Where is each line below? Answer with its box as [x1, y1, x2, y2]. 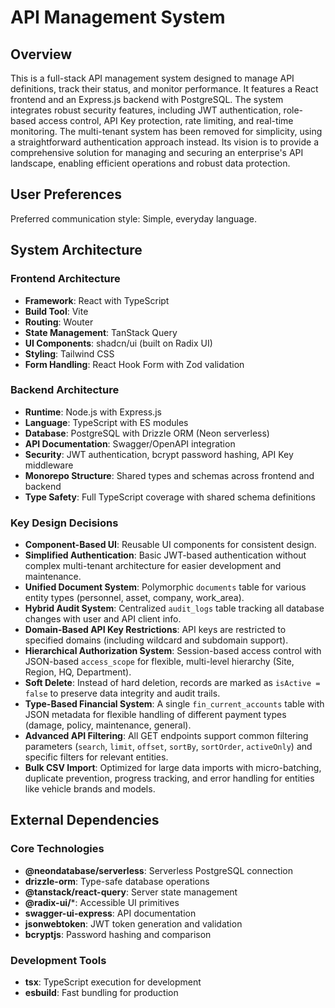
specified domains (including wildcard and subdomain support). [24, 634, 289, 646]
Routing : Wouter [24, 316, 94, 328]
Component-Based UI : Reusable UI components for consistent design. [24, 539, 317, 551]
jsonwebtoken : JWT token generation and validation [24, 917, 243, 930]
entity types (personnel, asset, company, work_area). [24, 592, 245, 604]
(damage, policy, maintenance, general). [24, 719, 192, 731]
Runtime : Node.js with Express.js [24, 406, 162, 418]
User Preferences [10, 186, 122, 203]
